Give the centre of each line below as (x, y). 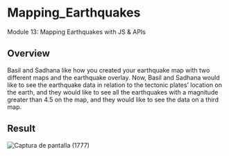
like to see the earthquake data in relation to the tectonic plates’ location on (115, 85)
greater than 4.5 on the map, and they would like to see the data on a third (113, 99)
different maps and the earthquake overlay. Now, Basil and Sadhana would (113, 77)
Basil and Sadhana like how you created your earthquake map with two (109, 70)
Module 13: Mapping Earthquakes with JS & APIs (76, 32)
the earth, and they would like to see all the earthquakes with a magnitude (113, 92)
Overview (29, 53)
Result (22, 129)
